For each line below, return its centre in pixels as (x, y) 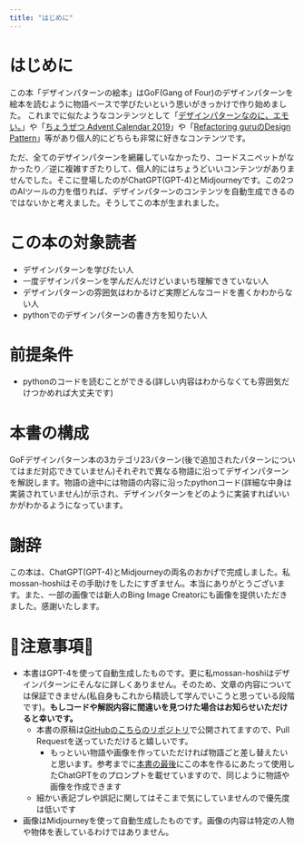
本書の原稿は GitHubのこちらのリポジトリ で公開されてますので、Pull (163, 730)
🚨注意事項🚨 (52, 646)
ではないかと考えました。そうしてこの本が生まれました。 (117, 202)
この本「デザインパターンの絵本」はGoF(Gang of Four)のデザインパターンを (152, 93)
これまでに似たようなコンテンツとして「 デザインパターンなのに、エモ (158, 115)
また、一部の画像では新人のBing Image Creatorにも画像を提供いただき (156, 595)
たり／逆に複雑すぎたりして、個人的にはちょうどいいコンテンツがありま (160, 168)
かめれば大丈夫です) (76, 393)
